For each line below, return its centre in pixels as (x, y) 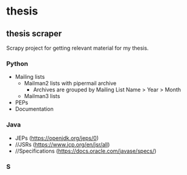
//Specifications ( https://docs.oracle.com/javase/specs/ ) (86, 151)
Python (17, 64)
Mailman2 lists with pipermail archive (70, 84)
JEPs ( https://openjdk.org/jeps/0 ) (57, 138)
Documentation (34, 109)
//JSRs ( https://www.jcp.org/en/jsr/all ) (62, 144)
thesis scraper (34, 34)
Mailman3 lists (42, 96)
